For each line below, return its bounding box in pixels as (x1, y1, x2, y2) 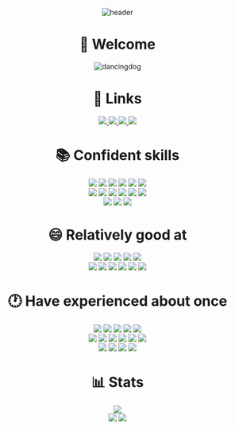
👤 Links (93, 90, 142, 107)
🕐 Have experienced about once (7, 291, 228, 310)
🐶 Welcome (79, 36, 156, 53)
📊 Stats (91, 373, 144, 391)
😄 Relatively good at (48, 226, 187, 244)
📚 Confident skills (55, 147, 180, 165)
